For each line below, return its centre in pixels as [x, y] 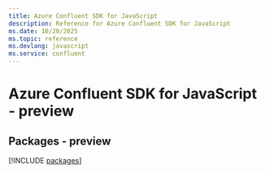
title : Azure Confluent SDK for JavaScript [83, 16]
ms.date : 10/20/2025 [43, 31]
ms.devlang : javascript [49, 46]
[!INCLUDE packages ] [45, 160]
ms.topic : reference [43, 39]
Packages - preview [60, 141]
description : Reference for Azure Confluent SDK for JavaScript [119, 24]
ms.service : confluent [47, 54]
